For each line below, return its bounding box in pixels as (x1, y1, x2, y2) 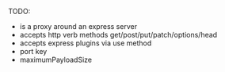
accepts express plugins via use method (19, 38, 152, 48)
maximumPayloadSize (19, 55, 93, 64)
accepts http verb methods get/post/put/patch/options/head (19, 31, 218, 39)
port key (19, 47, 48, 56)
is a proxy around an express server (19, 22, 137, 31)
